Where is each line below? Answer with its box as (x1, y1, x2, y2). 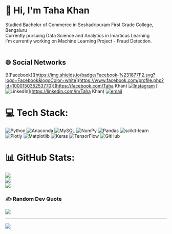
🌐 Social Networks (5, 58, 67, 67)
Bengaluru (5, 27, 27, 33)
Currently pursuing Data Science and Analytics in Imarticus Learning (5, 32, 150, 38)
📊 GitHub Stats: (5, 152, 75, 163)
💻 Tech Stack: (5, 107, 69, 118)
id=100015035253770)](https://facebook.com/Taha (5, 82, 114, 89)
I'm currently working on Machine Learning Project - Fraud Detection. (5, 38, 152, 44)
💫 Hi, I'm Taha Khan (5, 5, 90, 16)
